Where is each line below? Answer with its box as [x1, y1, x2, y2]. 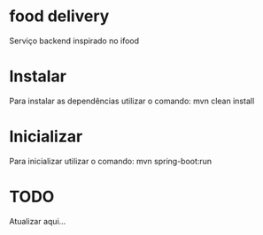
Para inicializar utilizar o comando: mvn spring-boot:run [9, 155, 213, 166]
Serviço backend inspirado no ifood [9, 35, 140, 46]
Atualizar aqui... [9, 216, 66, 226]
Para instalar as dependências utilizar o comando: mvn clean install [9, 95, 255, 106]
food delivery [9, 6, 110, 27]
